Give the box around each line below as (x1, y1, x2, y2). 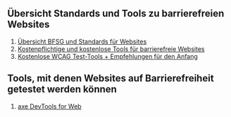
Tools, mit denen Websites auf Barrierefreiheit (7, 72, 214, 85)
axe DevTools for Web (17, 102, 82, 110)
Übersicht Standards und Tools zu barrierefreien (7, 8, 225, 20)
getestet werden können (7, 83, 118, 95)
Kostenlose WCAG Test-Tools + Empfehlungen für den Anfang (17, 52, 199, 60)
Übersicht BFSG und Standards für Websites (17, 37, 147, 46)
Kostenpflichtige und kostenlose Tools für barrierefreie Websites (17, 44, 205, 53)
